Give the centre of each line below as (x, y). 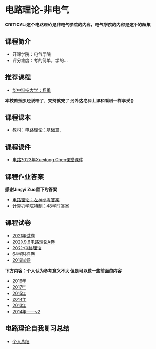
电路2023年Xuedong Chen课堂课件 (48, 160)
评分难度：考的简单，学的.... (40, 60)
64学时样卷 (23, 254)
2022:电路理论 (27, 248)
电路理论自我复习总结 (37, 329)
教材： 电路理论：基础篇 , (36, 130)
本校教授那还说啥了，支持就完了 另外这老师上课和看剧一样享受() (69, 100)
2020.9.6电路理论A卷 (33, 242)
